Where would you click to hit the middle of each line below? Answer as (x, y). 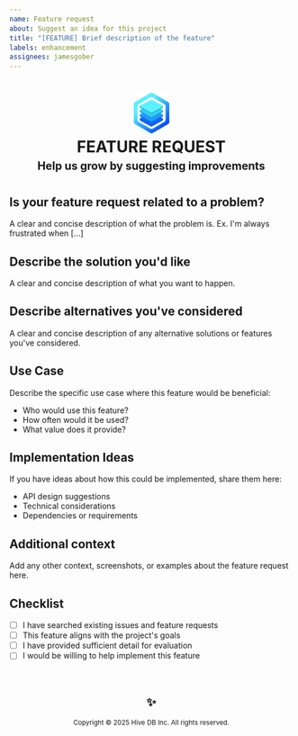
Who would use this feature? (75, 410)
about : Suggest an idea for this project (88, 28)
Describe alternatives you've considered (126, 312)
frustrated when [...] (46, 233)
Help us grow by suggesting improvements (151, 166)
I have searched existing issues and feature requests (120, 625)
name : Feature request (52, 19)
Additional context (62, 544)
